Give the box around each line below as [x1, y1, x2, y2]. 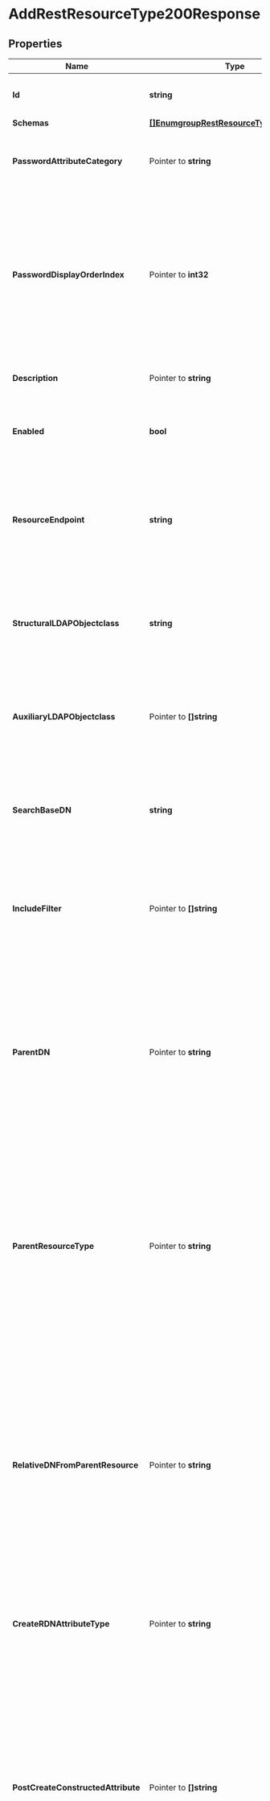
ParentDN [12, 1046, 51, 1058]
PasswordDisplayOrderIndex [12, 269, 125, 280]
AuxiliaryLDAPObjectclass [12, 711, 116, 722]
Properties [8, 37, 63, 51]
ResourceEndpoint [12, 514, 85, 525]
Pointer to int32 [149, 269, 209, 280]
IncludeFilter [12, 903, 62, 914]
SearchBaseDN [12, 804, 72, 816]
